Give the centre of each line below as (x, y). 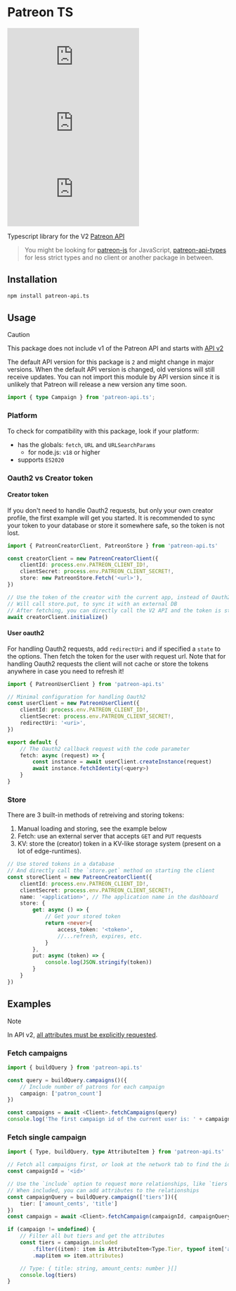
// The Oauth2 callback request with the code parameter (105, 749)
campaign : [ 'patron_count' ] (61, 1094)
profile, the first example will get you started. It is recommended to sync (111, 518)
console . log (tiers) (48, 1275)
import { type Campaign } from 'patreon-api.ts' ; (81, 398)
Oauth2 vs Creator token (50, 478)
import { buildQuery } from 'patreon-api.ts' (75, 1067)
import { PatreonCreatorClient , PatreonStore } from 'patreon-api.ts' (113, 546)
